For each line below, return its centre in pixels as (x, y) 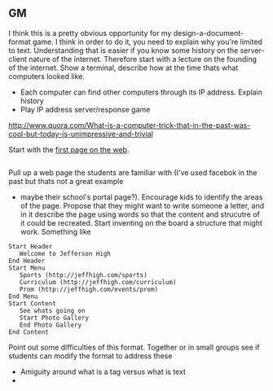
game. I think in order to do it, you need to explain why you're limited (148, 42)
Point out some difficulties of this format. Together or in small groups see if (134, 347)
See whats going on (52, 310)
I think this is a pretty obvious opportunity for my (90, 33)
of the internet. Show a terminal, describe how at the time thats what (123, 68)
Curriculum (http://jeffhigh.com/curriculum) (98, 282)
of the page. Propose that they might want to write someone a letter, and (142, 205)
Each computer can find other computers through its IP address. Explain (141, 92)
